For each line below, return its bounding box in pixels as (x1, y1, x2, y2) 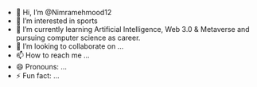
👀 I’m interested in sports (15, 16, 98, 26)
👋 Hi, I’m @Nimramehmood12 (15, 8, 112, 17)
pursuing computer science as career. (15, 33, 141, 42)
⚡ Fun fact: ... (15, 71, 60, 80)
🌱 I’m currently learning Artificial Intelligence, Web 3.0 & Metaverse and (15, 25, 250, 34)
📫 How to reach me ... (15, 50, 90, 60)
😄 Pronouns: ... (15, 62, 68, 71)
